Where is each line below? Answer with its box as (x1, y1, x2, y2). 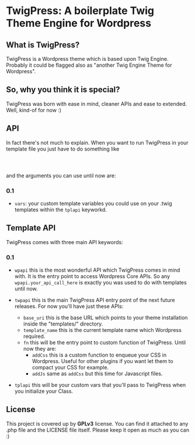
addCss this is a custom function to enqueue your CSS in (32, 351, 167, 358)
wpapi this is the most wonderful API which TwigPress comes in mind (14, 266, 180, 273)
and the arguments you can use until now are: (6, 172, 116, 179)
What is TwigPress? (6, 40, 80, 50)
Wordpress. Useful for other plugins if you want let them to (32, 358, 173, 365)
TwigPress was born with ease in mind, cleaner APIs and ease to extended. (6, 100, 187, 107)
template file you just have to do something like (6, 145, 120, 152)
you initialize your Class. (14, 388, 74, 395)
